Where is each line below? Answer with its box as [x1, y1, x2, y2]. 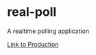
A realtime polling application [7, 27, 90, 35]
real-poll [7, 4, 57, 20]
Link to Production [7, 40, 59, 48]
